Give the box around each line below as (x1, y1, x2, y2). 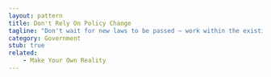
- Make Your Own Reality (23, 57, 106, 65)
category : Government (8, 34, 81, 43)
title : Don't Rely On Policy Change (8, 19, 131, 27)
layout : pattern (8, 11, 63, 20)
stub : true (8, 42, 45, 50)
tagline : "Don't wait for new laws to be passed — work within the (8, 26, 240, 34)
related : (8, 49, 38, 57)
